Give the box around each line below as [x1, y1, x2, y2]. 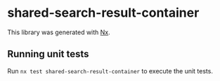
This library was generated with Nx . [7, 28, 110, 36]
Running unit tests [7, 48, 89, 60]
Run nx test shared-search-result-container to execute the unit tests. [7, 66, 213, 75]
